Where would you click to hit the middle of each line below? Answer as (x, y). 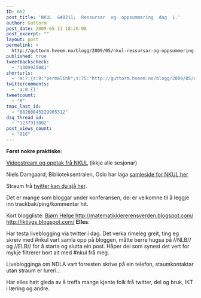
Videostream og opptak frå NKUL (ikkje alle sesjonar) (72, 163)
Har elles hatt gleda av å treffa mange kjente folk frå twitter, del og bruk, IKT (100, 282)
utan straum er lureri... (33, 270)
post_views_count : (29, 129)
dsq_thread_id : (25, 117)
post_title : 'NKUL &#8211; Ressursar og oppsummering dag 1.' (93, 17)
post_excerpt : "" (28, 34)
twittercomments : (28, 84)
